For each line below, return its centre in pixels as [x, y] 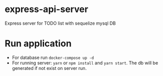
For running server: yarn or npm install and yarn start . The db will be [85, 63]
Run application [38, 44]
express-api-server [47, 9]
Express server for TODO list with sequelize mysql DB [60, 23]
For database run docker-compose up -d [53, 57]
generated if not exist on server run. [49, 68]
